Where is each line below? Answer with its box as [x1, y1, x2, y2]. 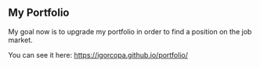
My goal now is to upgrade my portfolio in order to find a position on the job [8, 26, 252, 36]
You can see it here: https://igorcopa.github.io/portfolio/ [8, 50, 188, 59]
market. [8, 35, 33, 44]
